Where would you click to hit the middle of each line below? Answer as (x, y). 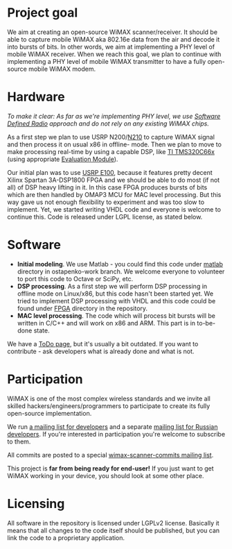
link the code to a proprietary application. (66, 538)
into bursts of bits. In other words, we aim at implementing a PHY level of (111, 47)
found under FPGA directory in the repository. (82, 308)
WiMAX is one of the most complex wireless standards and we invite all (109, 398)
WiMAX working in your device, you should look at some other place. (106, 475)
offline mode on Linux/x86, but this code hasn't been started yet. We (115, 294)
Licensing (36, 504)
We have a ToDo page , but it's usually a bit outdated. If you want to (103, 344)
